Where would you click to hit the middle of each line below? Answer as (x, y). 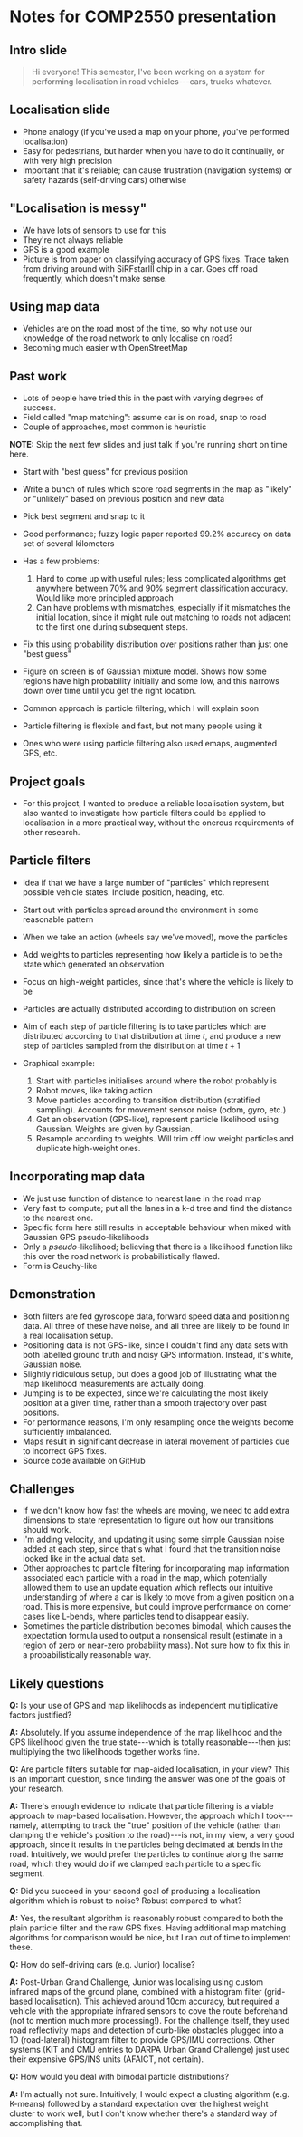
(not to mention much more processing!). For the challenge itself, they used (150, 2021)
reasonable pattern (58, 919)
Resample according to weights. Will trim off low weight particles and (165, 1138)
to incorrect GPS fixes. (64, 1450)
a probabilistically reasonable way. (87, 1655)
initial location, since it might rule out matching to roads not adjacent (163, 617)
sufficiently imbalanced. (67, 1431)
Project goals (47, 781)
